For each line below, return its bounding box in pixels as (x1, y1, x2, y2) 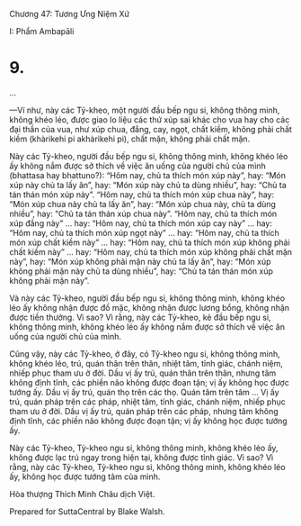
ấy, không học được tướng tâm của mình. (9, 471, 161, 482)
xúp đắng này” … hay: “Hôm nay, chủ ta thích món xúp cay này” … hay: (9, 217, 272, 229)
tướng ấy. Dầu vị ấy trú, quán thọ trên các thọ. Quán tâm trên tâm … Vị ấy (9, 386, 280, 397)
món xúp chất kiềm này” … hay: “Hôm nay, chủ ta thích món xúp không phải (9, 237, 290, 248)
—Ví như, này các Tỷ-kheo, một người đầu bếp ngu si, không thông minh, (9, 104, 280, 115)
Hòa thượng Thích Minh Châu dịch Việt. (9, 488, 155, 499)
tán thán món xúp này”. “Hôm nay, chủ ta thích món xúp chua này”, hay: (9, 189, 275, 200)
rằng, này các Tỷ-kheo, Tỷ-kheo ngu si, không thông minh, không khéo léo (9, 461, 286, 472)
